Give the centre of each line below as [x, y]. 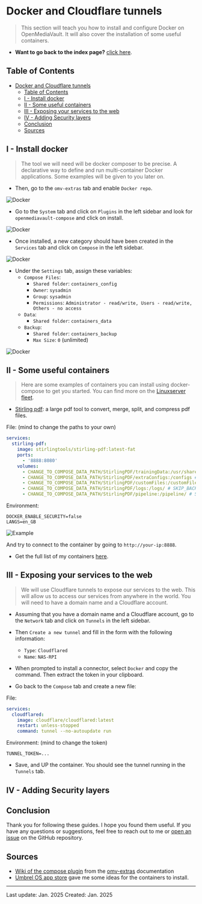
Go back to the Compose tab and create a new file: [75, 686]
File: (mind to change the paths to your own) [61, 427]
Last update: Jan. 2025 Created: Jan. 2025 [60, 895]
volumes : [28, 466]
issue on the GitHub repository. [45, 838]
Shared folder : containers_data [72, 320]
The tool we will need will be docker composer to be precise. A [99, 163]
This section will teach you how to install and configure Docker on [103, 28]
